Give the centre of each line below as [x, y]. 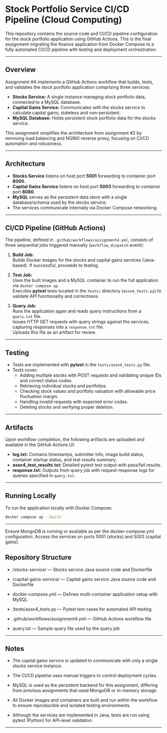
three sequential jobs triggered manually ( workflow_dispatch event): [75, 245]
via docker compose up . [36, 286]
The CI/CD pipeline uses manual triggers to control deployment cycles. [85, 676]
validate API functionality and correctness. [56, 296]
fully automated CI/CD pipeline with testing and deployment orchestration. [81, 49]
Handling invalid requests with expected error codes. [74, 402]
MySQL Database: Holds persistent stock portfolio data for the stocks [84, 118]
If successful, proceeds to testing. [64, 266]
